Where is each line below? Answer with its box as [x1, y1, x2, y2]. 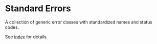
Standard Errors [5, 3, 71, 14]
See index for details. [5, 34, 48, 40]
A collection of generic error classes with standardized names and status [5, 19, 153, 25]
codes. [5, 24, 19, 30]
